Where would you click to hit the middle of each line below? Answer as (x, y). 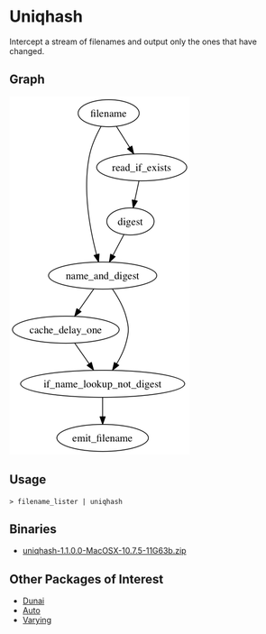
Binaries (33, 529)
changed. (27, 51)
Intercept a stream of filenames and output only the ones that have (133, 41)
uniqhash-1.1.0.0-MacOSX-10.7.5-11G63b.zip (104, 551)
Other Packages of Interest (87, 579)
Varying (37, 620)
